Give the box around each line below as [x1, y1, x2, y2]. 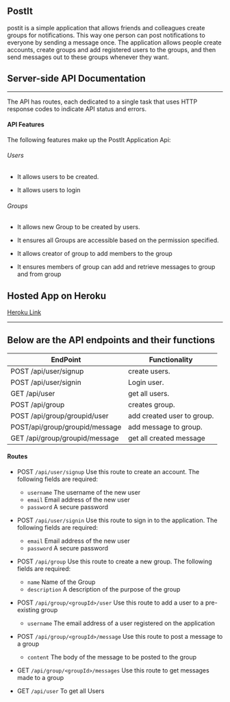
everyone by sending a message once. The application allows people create [7, 38, 222, 47]
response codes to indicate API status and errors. [7, 104, 147, 113]
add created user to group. [127, 411, 214, 421]
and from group [16, 270, 62, 279]
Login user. [127, 377, 164, 387]
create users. [127, 366, 170, 376]
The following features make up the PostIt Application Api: [7, 135, 171, 143]
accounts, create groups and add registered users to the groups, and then [7, 45, 216, 54]
